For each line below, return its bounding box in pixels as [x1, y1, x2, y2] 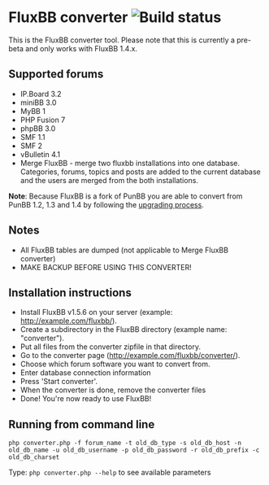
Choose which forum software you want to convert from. [20, 359, 210, 369]
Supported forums [8, 68, 104, 81]
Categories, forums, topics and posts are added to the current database [20, 167, 262, 177]
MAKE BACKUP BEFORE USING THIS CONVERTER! [20, 262, 193, 272]
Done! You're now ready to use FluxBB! [20, 394, 152, 404]
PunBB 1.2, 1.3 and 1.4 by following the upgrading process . [8, 199, 205, 209]
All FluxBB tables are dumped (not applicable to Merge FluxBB [20, 245, 229, 255]
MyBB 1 [20, 106, 46, 116]
